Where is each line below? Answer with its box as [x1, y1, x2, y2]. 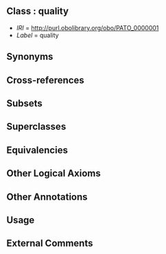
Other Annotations [6, 191, 88, 203]
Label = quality [16, 31, 59, 39]
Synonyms [6, 51, 54, 62]
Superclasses [6, 121, 67, 132]
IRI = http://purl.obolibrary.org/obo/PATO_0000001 [16, 23, 159, 32]
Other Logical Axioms [6, 168, 101, 179]
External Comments [6, 238, 93, 249]
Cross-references [6, 74, 85, 86]
